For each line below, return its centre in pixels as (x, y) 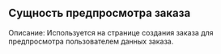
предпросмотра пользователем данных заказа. (91, 41)
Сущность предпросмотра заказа (100, 13)
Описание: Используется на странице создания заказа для (111, 32)
